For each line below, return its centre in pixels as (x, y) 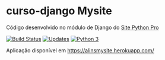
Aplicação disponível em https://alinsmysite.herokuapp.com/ (80, 50)
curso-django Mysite (59, 11)
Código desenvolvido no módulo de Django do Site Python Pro (82, 27)
